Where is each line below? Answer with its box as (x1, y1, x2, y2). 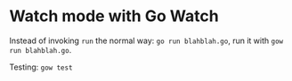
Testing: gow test (9, 62, 73, 72)
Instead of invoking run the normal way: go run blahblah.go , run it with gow (9, 35, 283, 46)
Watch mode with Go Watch (9, 6, 220, 26)
